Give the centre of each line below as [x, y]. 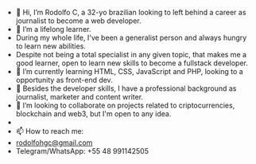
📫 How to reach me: [50, 131]
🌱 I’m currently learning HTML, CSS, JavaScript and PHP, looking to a [130, 71]
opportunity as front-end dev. [64, 80]
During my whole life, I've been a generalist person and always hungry [131, 37]
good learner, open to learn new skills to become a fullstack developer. [132, 63]
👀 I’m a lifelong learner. [53, 29]
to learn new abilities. [50, 46]
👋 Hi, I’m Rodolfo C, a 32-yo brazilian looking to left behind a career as [131, 12]
